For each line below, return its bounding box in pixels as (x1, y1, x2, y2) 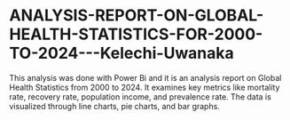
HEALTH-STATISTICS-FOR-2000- (9, 24, 263, 44)
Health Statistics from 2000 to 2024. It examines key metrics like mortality (9, 82, 280, 92)
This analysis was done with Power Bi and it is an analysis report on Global (9, 72, 282, 83)
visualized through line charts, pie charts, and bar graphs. (9, 100, 220, 111)
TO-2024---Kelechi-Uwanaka (9, 44, 235, 63)
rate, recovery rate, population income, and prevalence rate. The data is (9, 91, 272, 102)
